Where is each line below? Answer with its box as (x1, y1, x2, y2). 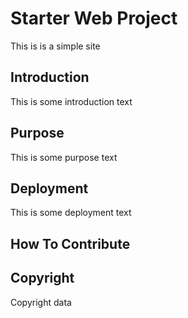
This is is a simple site (10, 40, 101, 52)
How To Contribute (10, 235, 131, 252)
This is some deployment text (10, 207, 132, 219)
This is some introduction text (10, 95, 133, 107)
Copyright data (10, 296, 72, 308)
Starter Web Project (10, 7, 178, 30)
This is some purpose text (10, 151, 118, 163)
